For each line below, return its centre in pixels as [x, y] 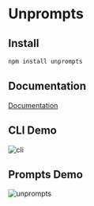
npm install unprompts [45, 61]
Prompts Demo [45, 175]
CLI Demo [32, 131]
